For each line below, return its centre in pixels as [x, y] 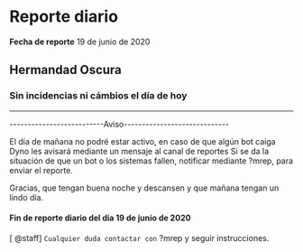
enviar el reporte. [41, 170]
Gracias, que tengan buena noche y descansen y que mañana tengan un [144, 188]
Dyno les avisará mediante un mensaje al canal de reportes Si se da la [139, 151]
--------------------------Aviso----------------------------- [119, 124]
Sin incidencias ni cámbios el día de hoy [98, 96]
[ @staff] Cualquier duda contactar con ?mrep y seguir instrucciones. [139, 238]
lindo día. [26, 197]
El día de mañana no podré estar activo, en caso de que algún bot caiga [143, 141]
